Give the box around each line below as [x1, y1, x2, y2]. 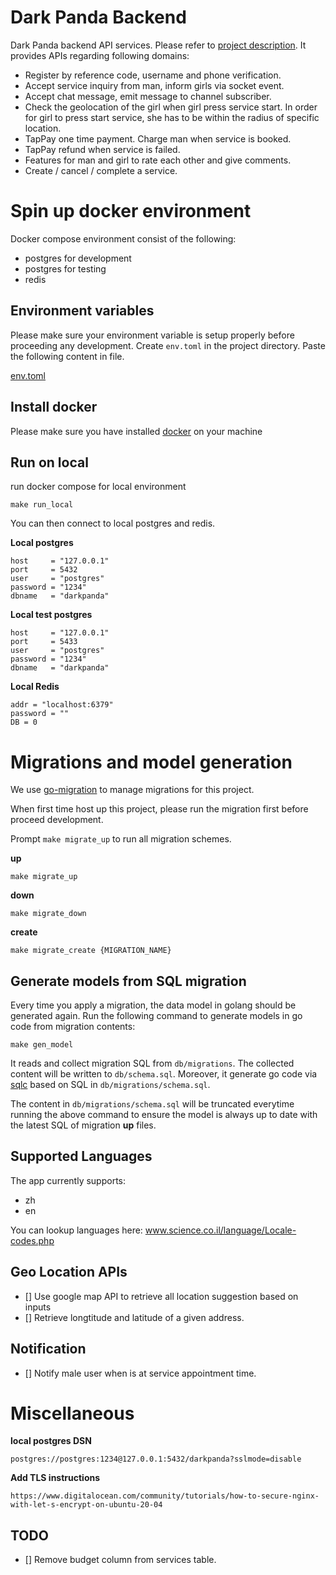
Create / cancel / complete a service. [24, 164, 178, 176]
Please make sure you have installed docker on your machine [10, 425, 263, 437]
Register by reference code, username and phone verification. [24, 69, 282, 81]
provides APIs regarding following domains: [10, 49, 190, 61]
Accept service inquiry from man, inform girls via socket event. [24, 79, 285, 91]
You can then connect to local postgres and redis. [10, 517, 216, 530]
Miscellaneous [10, 1402, 135, 1425]
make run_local [10, 500, 74, 510]
